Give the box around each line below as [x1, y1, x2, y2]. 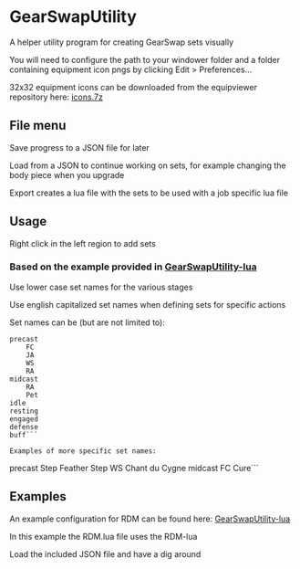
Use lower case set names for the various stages [9, 281, 193, 292]
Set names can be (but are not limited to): [9, 317, 166, 328]
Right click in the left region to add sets [9, 237, 157, 248]
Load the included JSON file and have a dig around [9, 548, 202, 559]
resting [9, 406, 39, 416]
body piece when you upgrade [9, 169, 125, 180]
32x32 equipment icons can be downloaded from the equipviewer [9, 81, 258, 92]
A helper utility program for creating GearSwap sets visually [9, 37, 234, 47]
